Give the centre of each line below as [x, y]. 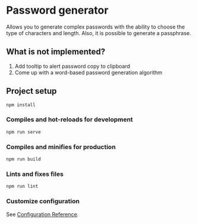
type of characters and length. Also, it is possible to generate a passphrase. [99, 33]
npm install [21, 105]
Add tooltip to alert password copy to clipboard [72, 66]
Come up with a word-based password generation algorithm [88, 72]
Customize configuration [43, 201]
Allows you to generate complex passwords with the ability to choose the [96, 27]
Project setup [32, 91]
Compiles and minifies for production [61, 147]
